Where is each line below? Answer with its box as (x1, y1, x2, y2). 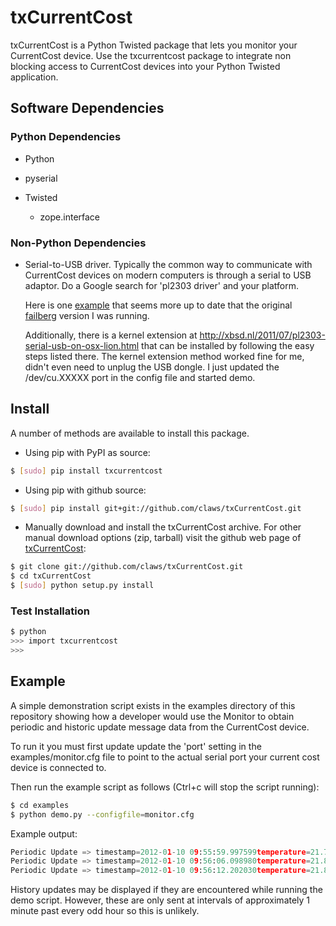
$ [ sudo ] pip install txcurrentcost (10, 466, 163, 476)
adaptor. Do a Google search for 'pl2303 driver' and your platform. (24, 279, 300, 291)
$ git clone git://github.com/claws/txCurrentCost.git (10, 562, 244, 572)
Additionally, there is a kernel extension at (24, 329, 198, 341)
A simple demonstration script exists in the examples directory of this (10, 699, 296, 711)
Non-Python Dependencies (10, 236, 147, 250)
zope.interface (39, 211, 101, 223)
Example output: (10, 827, 78, 840)
